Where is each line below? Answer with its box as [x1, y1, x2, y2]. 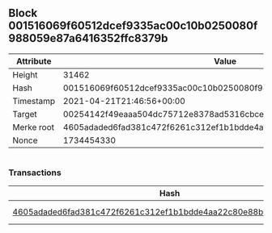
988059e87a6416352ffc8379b [8, 31, 168, 45]
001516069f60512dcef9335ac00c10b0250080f [8, 19, 258, 33]
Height [12, 69, 38, 80]
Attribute [15, 56, 52, 67]
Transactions [8, 167, 62, 178]
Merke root [12, 121, 55, 132]
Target [12, 108, 38, 119]
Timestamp [12, 95, 56, 106]
